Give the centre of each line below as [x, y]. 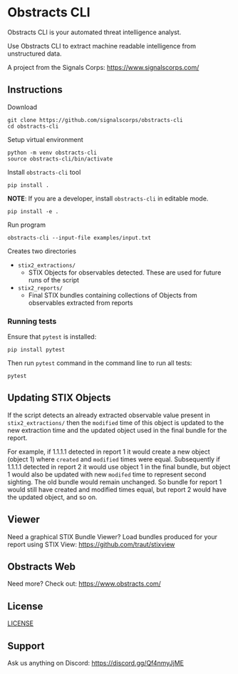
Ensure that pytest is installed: [52, 337]
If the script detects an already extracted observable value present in [109, 415]
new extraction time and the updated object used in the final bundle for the [117, 430]
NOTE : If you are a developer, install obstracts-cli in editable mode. [108, 198]
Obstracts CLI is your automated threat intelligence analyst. [94, 32]
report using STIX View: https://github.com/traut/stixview [91, 544]
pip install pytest [36, 350]
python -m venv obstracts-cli [52, 153]
